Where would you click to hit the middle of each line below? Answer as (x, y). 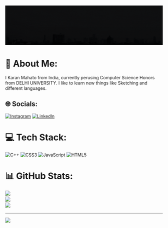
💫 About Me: (31, 64)
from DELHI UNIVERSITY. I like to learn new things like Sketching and (76, 83)
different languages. (26, 88)
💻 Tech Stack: (36, 137)
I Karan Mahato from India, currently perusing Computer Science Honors (80, 77)
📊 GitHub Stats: (39, 176)
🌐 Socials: (21, 104)
